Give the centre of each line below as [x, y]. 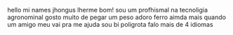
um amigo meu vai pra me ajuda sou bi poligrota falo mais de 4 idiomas [110, 24]
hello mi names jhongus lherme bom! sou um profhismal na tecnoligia [108, 10]
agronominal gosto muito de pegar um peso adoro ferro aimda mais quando [117, 17]
